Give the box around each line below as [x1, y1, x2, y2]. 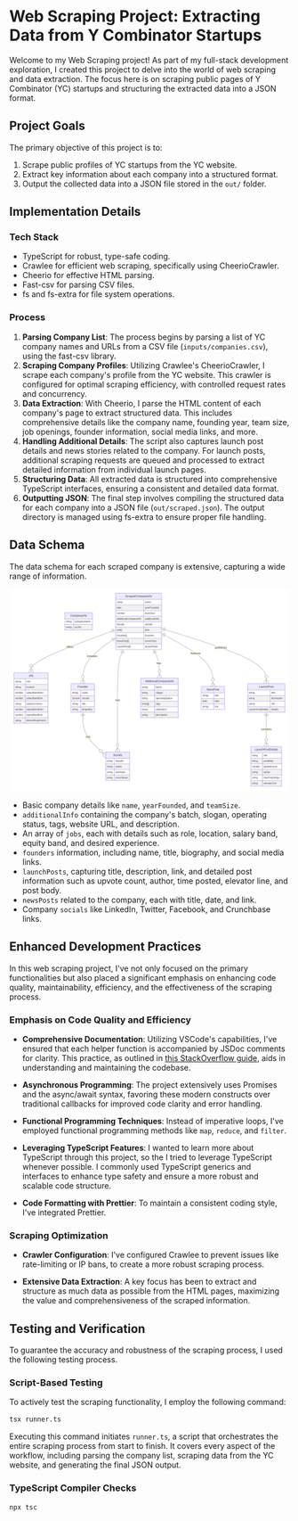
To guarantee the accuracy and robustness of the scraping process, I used [9, 1344, 283, 1355]
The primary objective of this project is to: [9, 142, 163, 152]
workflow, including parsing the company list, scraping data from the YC [9, 1451, 274, 1461]
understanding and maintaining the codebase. [21, 1062, 191, 1073]
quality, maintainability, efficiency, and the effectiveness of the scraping [9, 982, 273, 992]
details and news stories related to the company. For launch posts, [21, 445, 266, 456]
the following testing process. [9, 1354, 118, 1365]
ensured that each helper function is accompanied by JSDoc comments [21, 1043, 286, 1054]
